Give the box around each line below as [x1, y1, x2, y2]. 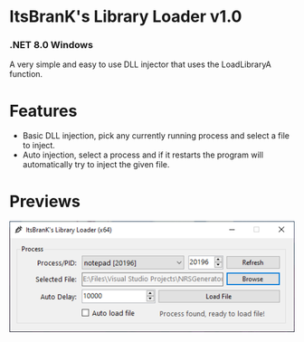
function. [9, 69, 43, 80]
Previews [9, 191, 81, 212]
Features [9, 100, 78, 121]
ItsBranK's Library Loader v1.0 [9, 6, 242, 27]
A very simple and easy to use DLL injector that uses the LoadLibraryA [9, 59, 271, 70]
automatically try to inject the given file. [22, 159, 170, 170]
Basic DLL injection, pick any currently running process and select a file [22, 130, 290, 141]
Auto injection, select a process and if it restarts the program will [22, 149, 264, 160]
